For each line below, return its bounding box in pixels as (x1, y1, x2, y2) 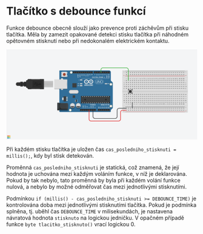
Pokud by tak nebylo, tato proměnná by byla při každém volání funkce (6, 176, 181, 184)
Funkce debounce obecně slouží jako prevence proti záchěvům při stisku (6, 24, 189, 32)
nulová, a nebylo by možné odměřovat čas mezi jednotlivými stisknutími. (6, 183, 187, 190)
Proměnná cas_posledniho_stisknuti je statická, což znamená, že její (6, 164, 179, 171)
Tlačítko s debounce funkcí (6, 4, 147, 18)
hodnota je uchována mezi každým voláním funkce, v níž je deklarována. (6, 170, 187, 177)
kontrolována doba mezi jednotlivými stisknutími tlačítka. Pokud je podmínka (6, 201, 197, 209)
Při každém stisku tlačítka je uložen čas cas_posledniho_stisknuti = (6, 145, 177, 153)
